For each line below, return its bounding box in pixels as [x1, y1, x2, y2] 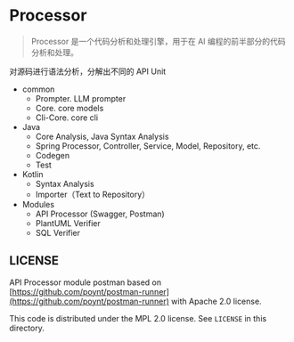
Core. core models [35, 102, 104, 113]
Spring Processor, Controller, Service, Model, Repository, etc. [35, 140, 261, 151]
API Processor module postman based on [9, 277, 162, 288]
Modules [21, 199, 55, 209]
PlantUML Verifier [35, 217, 101, 228]
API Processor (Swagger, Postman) [35, 208, 165, 219]
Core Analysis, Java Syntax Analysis [35, 131, 169, 142]
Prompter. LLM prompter [35, 93, 127, 103]
